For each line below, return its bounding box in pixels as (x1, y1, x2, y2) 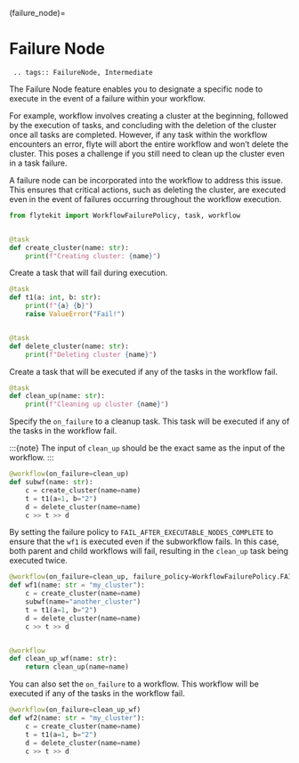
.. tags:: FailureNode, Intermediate (12, 68, 153, 77)
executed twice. (9, 556, 69, 566)
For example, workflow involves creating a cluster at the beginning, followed (9, 110, 289, 121)
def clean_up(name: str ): (9, 392, 105, 401)
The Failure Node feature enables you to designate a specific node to (9, 84, 263, 94)
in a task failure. (9, 158, 69, 168)
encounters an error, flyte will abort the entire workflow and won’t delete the (9, 138, 289, 150)
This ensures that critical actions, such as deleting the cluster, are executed (9, 184, 287, 195)
